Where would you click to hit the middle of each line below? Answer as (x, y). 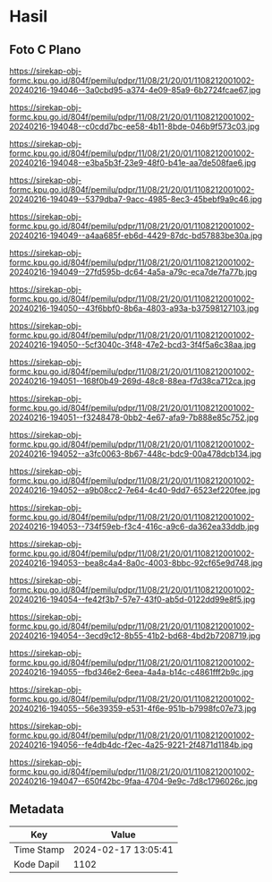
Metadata (37, 809)
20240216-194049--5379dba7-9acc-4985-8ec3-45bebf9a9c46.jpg (136, 199)
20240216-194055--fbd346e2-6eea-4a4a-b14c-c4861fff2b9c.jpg (132, 672)
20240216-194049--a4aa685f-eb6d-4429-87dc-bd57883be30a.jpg (136, 235)
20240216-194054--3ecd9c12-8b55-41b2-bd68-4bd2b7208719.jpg (135, 636)
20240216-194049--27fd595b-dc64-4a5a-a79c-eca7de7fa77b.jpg (133, 272)
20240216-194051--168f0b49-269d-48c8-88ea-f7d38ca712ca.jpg (133, 381)
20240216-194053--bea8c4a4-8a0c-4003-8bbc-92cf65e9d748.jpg (136, 563)
